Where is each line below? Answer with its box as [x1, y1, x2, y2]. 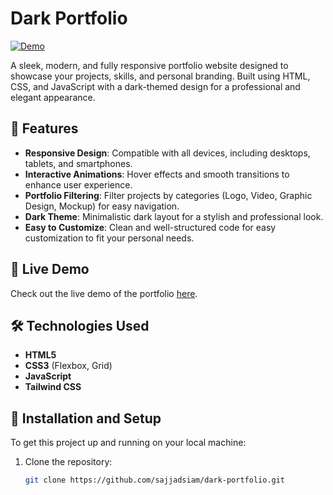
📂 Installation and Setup [10, 410, 162, 427]
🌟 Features [10, 120, 79, 137]
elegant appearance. [10, 91, 96, 103]
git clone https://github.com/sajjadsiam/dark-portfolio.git [24, 475, 286, 486]
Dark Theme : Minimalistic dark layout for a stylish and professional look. [24, 210, 324, 222]
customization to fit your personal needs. [24, 232, 195, 244]
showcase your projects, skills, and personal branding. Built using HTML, [10, 70, 311, 82]
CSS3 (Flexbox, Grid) [24, 360, 113, 372]
